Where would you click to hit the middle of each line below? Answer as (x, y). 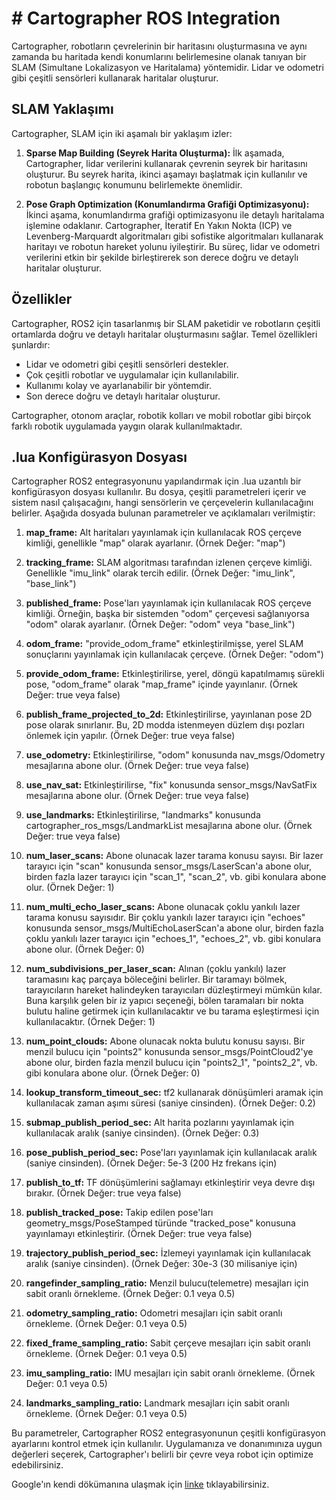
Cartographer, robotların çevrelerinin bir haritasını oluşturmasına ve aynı (159, 46)
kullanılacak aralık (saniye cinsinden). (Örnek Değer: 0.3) (142, 1133)
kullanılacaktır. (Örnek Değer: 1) (90, 1022)
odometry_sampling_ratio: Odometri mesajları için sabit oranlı (154, 1313)
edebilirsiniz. (37, 1465)
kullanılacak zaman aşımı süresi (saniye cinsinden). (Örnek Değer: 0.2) (170, 1103)
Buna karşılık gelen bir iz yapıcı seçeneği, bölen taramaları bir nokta (164, 1001)
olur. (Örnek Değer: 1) (70, 888)
